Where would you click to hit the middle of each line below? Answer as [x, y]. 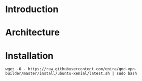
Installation [29, 55]
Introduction [32, 9]
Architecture [32, 33]
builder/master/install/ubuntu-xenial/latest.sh [58, 74]
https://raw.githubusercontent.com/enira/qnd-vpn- [82, 69]
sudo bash [127, 74]
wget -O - [16, 69]
